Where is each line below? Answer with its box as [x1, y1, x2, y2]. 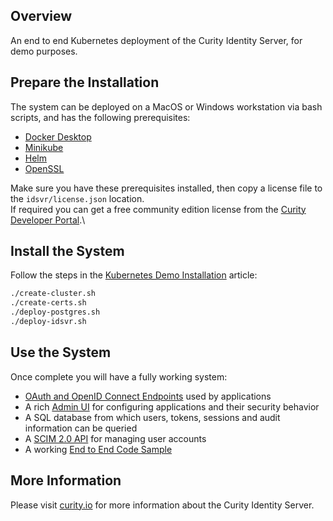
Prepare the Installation [10, 74, 160, 91]
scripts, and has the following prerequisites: [10, 111, 191, 123]
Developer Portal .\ [10, 214, 86, 226]
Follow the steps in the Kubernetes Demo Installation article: [10, 269, 258, 281]
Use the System [10, 344, 112, 361]
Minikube [24, 141, 64, 153]
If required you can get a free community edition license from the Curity [10, 203, 307, 215]
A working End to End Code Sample [24, 443, 173, 455]
